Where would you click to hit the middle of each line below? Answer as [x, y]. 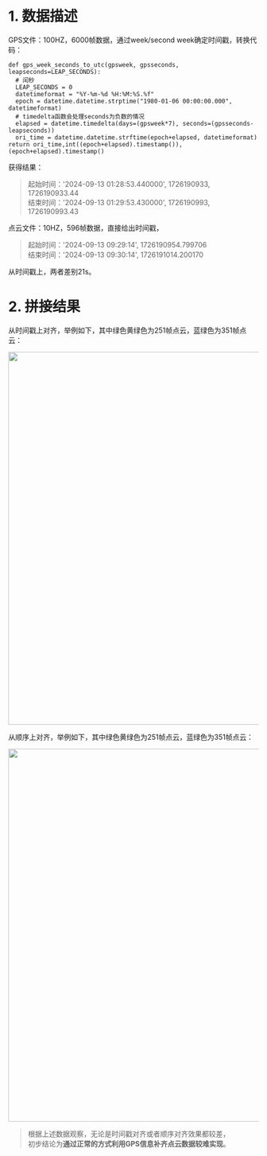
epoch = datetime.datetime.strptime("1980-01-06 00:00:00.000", [124, 101]
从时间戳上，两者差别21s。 [52, 271]
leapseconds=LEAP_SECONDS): [55, 72]
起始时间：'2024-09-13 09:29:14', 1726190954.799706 [117, 244]
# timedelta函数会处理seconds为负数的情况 [80, 116]
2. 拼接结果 [44, 307]
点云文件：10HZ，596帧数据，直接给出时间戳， [86, 228]
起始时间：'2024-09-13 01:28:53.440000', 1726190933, [119, 184]
